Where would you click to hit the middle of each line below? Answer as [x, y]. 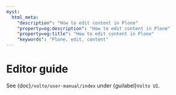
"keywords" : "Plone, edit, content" [63, 39]
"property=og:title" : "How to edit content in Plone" [86, 34]
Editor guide [37, 69]
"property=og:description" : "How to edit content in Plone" [94, 28]
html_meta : [25, 17]
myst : [13, 12]
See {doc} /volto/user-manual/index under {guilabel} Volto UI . [83, 85]
